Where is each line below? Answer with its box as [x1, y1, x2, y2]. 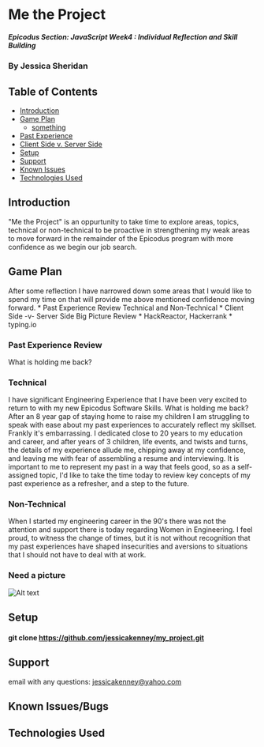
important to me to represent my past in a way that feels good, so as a [8, 462, 236, 472]
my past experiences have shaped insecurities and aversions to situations [8, 541, 248, 551]
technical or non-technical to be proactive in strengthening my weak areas [8, 225, 251, 235]
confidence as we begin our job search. [8, 242, 137, 251]
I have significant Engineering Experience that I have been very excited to [8, 395, 247, 405]
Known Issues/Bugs [8, 700, 109, 713]
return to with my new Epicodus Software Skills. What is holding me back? [8, 403, 249, 413]
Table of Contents [8, 85, 99, 98]
